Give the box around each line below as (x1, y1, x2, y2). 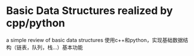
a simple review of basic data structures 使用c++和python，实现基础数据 (6, 36, 183, 43)
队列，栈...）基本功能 (31, 44, 84, 51)
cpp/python (6, 16, 65, 30)
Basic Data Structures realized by (6, 4, 173, 17)
